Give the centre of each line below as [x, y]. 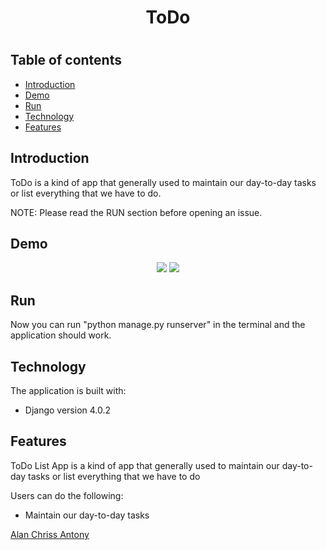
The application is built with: [68, 391]
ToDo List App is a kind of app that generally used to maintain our [145, 465]
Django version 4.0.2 [68, 410]
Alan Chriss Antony [50, 534]
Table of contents [66, 60]
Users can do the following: [67, 495]
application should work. [61, 335]
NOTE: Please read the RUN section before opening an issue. [136, 212]
